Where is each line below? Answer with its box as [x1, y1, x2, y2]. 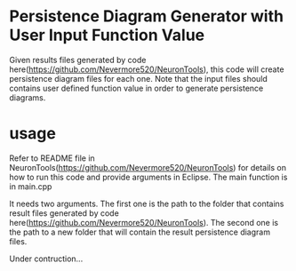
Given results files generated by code [9, 54, 147, 65]
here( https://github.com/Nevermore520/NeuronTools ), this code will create [9, 64, 284, 75]
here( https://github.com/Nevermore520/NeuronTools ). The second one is [9, 217, 278, 227]
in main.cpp [9, 180, 52, 192]
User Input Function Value [9, 25, 205, 45]
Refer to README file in [9, 153, 95, 163]
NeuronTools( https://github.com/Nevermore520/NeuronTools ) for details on [9, 162, 287, 172]
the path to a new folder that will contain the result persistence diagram [9, 227, 271, 237]
